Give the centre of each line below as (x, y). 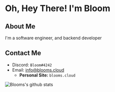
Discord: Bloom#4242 (32, 65)
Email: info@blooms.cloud (38, 70)
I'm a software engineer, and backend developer (53, 38)
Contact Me (23, 53)
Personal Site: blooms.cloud (47, 75)
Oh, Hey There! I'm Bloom (58, 8)
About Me (20, 26)
